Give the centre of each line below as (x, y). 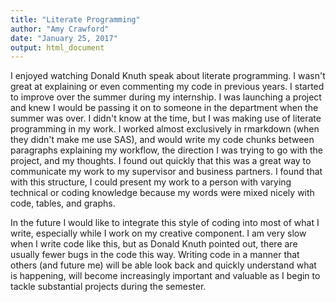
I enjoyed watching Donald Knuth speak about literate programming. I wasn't (168, 76)
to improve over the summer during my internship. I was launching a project (166, 97)
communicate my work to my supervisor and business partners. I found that (166, 172)
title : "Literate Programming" (75, 19)
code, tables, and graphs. (63, 203)
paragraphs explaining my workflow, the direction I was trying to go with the (167, 150)
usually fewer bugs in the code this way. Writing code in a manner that (155, 255)
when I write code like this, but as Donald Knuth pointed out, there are (154, 244)
